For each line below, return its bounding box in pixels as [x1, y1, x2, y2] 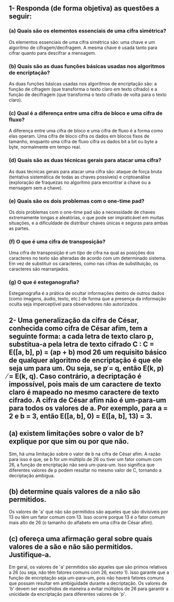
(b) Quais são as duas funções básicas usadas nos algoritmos [9, 62, 165, 70]
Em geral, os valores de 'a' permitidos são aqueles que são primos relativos [9, 564, 167, 570]
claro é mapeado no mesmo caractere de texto [9, 388, 159, 397]
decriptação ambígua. [9, 472, 55, 478]
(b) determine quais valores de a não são [9, 488, 141, 496]
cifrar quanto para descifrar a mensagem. [9, 50, 97, 56]
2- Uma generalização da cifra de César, [9, 316, 139, 325]
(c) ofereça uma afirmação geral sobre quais [9, 534, 153, 543]
